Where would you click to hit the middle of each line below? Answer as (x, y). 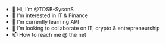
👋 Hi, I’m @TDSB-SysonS (43, 9)
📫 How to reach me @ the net (49, 35)
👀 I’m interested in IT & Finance (50, 15)
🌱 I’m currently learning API (45, 22)
